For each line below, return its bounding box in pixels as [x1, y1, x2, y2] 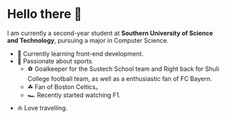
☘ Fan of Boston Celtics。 [27, 83, 102, 91]
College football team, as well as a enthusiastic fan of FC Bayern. [27, 74, 212, 83]
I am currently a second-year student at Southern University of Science [7, 29, 214, 37]
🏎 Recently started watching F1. [27, 91, 121, 99]
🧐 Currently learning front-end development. [17, 50, 144, 58]
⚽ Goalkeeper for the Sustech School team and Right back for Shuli [27, 65, 219, 73]
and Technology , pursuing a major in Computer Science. [7, 36, 169, 44]
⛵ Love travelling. [17, 103, 68, 112]
